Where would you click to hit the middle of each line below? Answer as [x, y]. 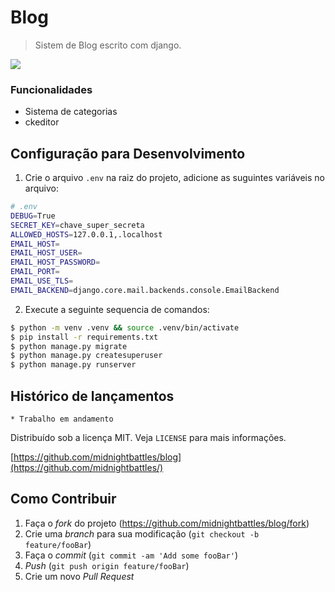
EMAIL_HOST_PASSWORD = [55, 262]
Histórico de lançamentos [92, 396]
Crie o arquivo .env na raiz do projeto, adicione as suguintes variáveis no [174, 178]
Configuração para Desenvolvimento [128, 153]
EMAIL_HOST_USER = [46, 253]
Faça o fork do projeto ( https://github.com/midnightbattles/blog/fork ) [167, 523]
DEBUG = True [33, 216]
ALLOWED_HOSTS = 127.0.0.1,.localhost [86, 234]
